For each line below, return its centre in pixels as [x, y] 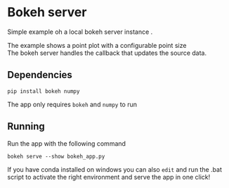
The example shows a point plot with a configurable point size [97, 45]
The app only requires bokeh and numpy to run [72, 104]
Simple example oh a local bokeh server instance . [80, 32]
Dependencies [40, 75]
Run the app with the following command [67, 143]
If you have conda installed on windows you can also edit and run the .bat [115, 169]
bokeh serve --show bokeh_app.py [56, 156]
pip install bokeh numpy [44, 91]
